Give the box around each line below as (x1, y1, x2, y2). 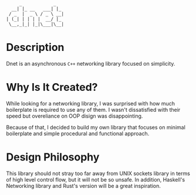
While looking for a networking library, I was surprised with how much (6, 100, 175, 107)
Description (6, 41, 65, 54)
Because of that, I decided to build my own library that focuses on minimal (6, 124, 186, 131)
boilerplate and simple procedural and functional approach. (6, 130, 150, 137)
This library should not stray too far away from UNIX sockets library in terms (6, 170, 191, 177)
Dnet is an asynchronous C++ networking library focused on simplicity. (6, 60, 175, 67)
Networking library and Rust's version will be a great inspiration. (6, 182, 161, 189)
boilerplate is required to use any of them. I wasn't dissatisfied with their (6, 106, 181, 113)
